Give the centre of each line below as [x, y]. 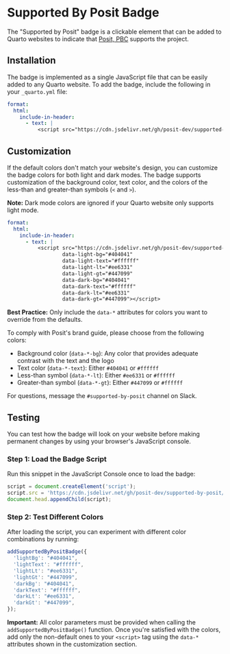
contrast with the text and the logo [65, 361]
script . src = [26, 493]
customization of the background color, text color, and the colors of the [107, 182]
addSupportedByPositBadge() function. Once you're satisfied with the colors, [114, 630]
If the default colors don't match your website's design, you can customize [113, 167]
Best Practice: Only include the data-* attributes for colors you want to [107, 312]
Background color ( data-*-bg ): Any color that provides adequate [107, 353]
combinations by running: [43, 539]
